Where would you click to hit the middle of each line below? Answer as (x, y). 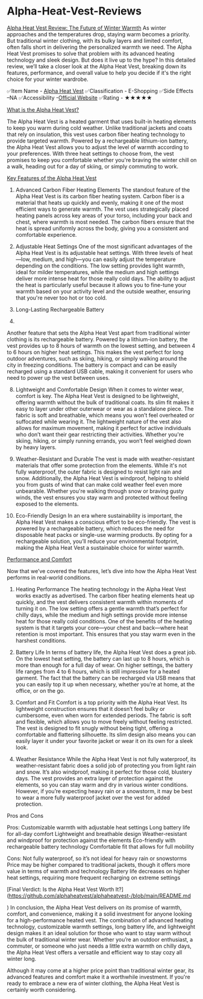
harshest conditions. (41, 640)
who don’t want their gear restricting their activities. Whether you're (100, 434)
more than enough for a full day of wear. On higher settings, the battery (104, 665)
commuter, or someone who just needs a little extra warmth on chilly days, (99, 946)
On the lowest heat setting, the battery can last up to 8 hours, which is (103, 658)
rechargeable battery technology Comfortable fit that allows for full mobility (101, 846)
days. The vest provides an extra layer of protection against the (94, 778)
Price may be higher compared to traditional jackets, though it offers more (98, 864)
